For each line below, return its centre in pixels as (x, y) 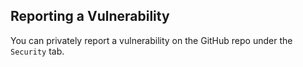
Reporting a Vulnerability (90, 16)
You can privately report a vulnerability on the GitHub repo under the (151, 40)
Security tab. (37, 51)
